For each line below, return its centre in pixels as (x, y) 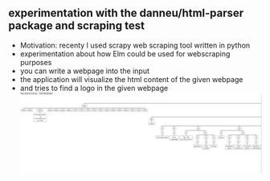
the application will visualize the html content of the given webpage (131, 79)
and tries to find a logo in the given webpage (94, 88)
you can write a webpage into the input (85, 71)
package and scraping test (76, 26)
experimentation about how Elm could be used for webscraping (125, 53)
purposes (36, 62)
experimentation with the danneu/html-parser (126, 13)
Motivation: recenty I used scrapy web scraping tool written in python (135, 45)
